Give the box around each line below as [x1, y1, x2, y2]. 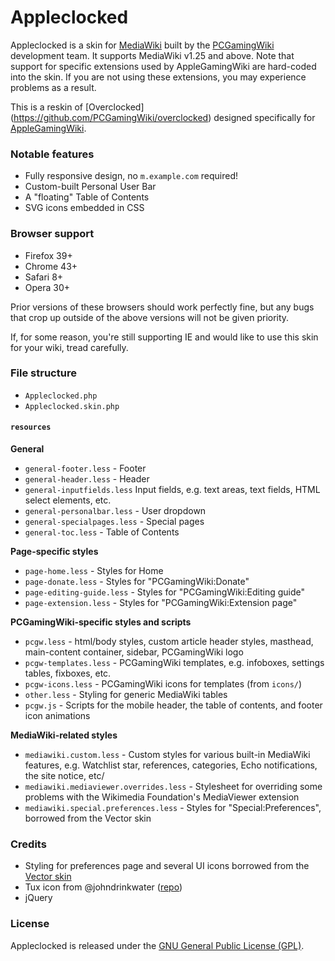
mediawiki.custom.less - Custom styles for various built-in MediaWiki [24, 749, 311, 761]
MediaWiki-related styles [10, 729, 118, 741]
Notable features [10, 147, 95, 161]
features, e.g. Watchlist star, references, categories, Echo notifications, [24, 759, 318, 771]
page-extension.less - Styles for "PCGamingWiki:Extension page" [24, 597, 298, 609]
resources [10, 422, 52, 433]
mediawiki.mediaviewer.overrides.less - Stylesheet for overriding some [24, 781, 323, 793]
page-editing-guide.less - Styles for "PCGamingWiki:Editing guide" [24, 586, 306, 598]
